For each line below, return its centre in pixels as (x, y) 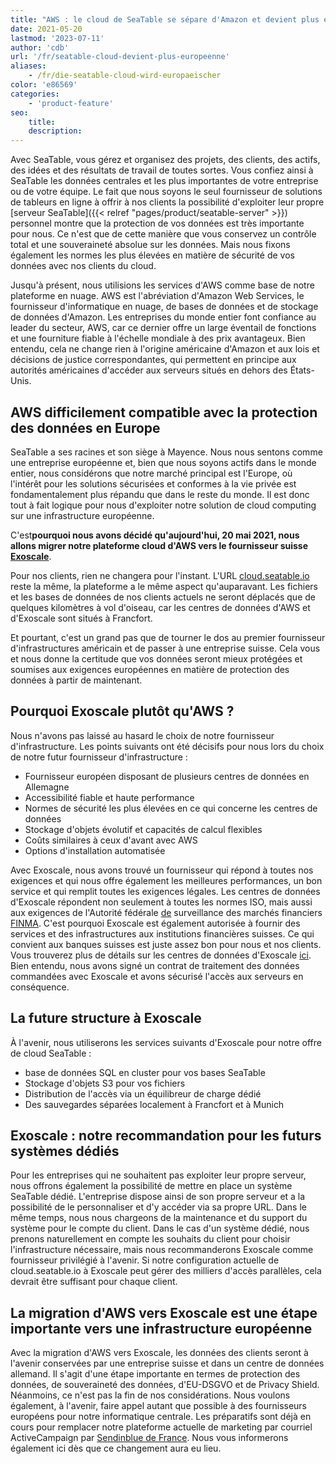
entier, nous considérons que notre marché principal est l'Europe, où (151, 473)
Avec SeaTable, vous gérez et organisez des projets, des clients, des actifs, (165, 160)
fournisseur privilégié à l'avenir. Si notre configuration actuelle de (145, 1260)
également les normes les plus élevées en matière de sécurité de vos (152, 255)
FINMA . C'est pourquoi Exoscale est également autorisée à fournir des (155, 923)
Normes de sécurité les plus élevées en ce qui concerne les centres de (171, 808)
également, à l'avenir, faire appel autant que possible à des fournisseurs (159, 1406)
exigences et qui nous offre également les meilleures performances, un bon (166, 880)
